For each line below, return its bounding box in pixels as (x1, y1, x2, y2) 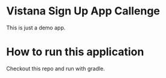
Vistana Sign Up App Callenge (6, 4, 161, 18)
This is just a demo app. (6, 24, 66, 31)
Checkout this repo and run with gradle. (6, 65, 105, 72)
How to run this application (6, 45, 144, 59)
